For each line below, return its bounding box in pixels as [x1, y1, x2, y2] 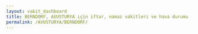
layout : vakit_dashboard [6, 8, 67, 14]
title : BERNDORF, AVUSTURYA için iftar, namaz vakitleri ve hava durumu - [6, 14, 194, 20]
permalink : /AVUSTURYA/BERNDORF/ [6, 19, 88, 25]
